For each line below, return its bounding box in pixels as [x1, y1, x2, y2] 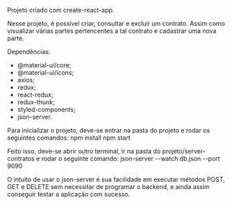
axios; [17, 76, 35, 84]
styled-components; [17, 106, 76, 113]
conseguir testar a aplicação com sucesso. [7, 190, 131, 198]
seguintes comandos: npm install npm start [7, 133, 131, 142]
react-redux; [17, 90, 53, 99]
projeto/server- [162, 147, 206, 155]
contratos [7, 154, 35, 163]
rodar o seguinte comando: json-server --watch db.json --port [41, 154, 220, 163]
